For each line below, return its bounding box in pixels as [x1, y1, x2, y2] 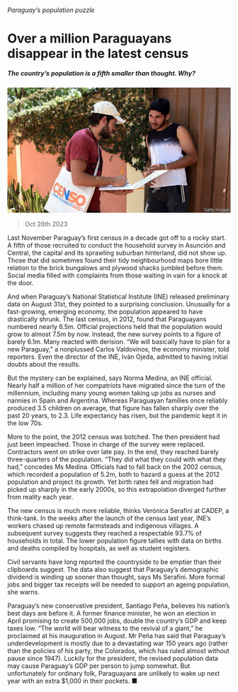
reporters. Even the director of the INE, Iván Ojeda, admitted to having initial [7, 352, 228, 361]
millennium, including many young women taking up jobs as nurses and [7, 389, 216, 398]
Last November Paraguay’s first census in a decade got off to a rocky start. [7, 233, 227, 242]
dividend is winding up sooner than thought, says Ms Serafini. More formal [7, 573, 225, 582]
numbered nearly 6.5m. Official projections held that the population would [7, 323, 223, 331]
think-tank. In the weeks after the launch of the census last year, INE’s [7, 514, 211, 523]
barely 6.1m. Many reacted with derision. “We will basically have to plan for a [7, 338, 230, 346]
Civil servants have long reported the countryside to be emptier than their [7, 558, 222, 566]
